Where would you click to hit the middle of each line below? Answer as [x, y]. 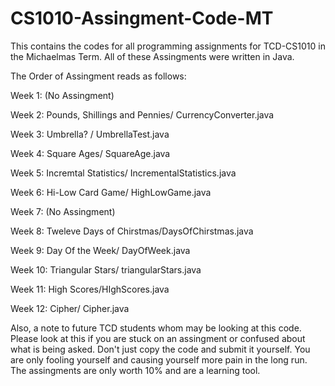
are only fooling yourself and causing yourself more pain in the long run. [159, 359]
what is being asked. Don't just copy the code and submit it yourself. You [160, 349]
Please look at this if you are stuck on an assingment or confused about [158, 338]
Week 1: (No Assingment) [62, 95]
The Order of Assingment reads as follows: [98, 76]
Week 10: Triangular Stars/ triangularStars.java [106, 269]
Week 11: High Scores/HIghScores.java [90, 289]
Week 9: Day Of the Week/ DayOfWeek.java [100, 250]
